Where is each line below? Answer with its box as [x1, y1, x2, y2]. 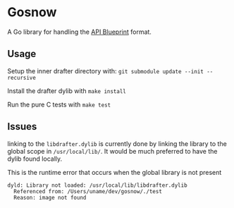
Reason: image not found [13, 194, 87, 201]
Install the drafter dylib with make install [7, 86, 127, 95]
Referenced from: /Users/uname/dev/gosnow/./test [13, 188, 162, 195]
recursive [7, 74, 37, 81]
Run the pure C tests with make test [7, 100, 111, 109]
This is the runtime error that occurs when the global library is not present [7, 168, 222, 176]
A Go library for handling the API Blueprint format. [7, 27, 152, 36]
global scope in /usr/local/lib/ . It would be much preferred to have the [7, 147, 218, 155]
